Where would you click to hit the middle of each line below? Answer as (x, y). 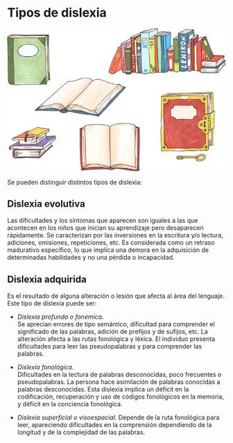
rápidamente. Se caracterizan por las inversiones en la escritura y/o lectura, (115, 235)
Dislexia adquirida (47, 279)
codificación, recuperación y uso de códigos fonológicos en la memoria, (120, 396)
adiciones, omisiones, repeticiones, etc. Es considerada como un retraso (111, 243)
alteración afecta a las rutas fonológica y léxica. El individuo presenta (116, 339)
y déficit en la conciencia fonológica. (70, 404)
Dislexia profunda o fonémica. (60, 317)
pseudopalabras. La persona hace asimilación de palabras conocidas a (119, 382)
